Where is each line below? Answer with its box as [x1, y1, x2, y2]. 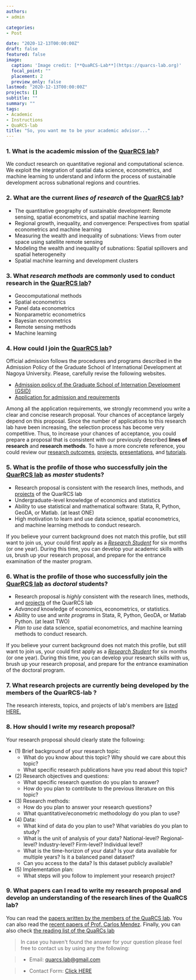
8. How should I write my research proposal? [6, 723, 136, 731]
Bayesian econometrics [14, 317, 71, 324]
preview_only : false [11, 79, 61, 85]
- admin [6, 14, 25, 20]
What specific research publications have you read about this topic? [23, 766, 187, 773]
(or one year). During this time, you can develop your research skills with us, [6, 654, 190, 661]
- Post [6, 30, 22, 36]
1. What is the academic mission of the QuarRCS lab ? [6, 147, 160, 155]
